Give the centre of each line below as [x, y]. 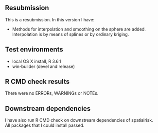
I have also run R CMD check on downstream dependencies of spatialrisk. [79, 120]
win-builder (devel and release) [44, 66]
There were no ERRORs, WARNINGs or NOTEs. [52, 93]
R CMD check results [37, 82]
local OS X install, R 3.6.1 [37, 61]
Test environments [34, 50]
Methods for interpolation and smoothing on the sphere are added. [79, 29]
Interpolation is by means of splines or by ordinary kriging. [70, 34]
